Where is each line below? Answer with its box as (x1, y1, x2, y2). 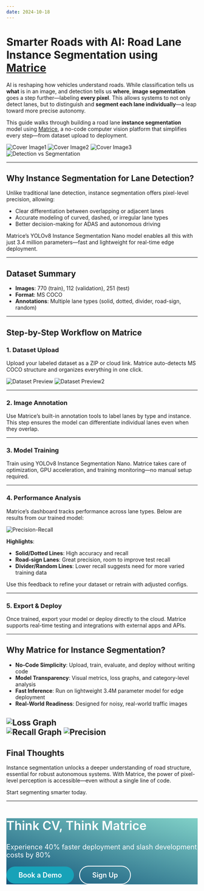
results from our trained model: (6, 514, 84, 521)
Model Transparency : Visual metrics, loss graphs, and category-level (15, 674, 189, 681)
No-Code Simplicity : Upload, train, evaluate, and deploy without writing (15, 661, 195, 668)
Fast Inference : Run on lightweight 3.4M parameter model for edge (15, 687, 184, 694)
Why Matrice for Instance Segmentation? (6, 645, 166, 656)
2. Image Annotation (6, 398, 68, 407)
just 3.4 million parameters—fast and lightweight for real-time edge (6, 238, 174, 246)
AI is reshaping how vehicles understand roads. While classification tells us (6, 81, 194, 88)
